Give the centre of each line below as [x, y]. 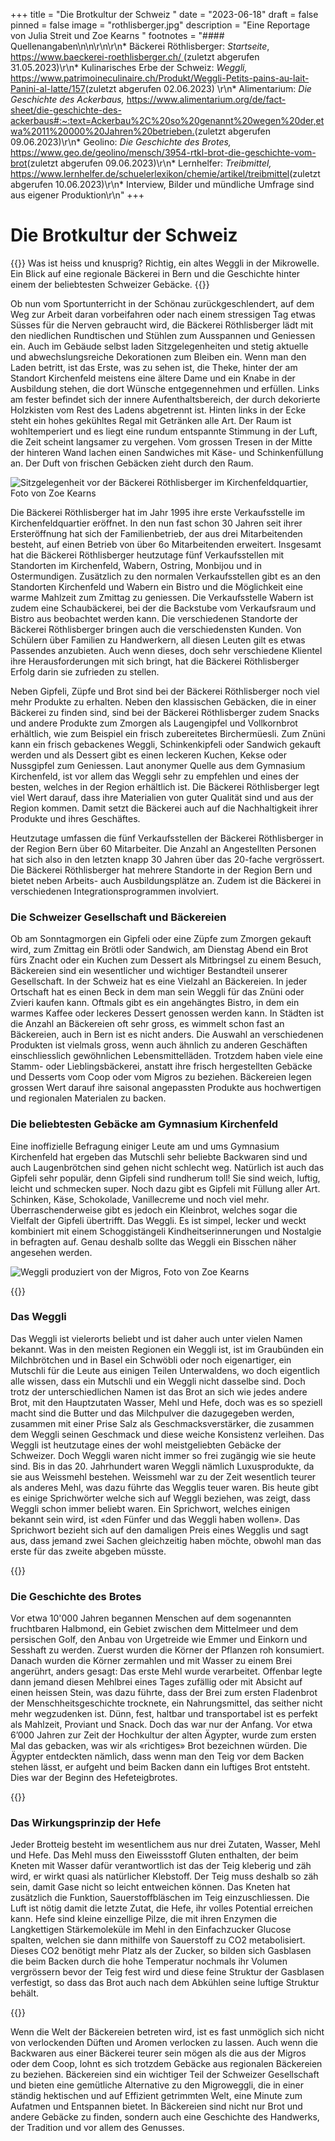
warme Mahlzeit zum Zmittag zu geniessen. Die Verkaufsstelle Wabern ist [162, 597]
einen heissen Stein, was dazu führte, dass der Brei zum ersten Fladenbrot [164, 1693]
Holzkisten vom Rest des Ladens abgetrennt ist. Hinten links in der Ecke [158, 410]
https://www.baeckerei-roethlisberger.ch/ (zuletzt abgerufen [135, 57]
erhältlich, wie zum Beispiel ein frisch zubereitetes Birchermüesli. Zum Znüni [168, 733]
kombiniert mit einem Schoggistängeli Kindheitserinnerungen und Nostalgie [166, 1231]
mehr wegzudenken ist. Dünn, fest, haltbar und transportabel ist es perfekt [164, 1714]
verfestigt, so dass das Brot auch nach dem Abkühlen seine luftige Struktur [165, 1983]
